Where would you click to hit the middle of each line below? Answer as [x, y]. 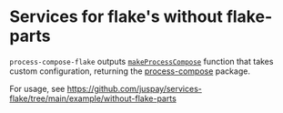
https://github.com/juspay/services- [134, 88]
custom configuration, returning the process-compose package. [130, 71]
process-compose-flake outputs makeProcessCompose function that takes [141, 61]
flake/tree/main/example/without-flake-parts [93, 98]
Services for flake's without [116, 17]
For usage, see [37, 88]
